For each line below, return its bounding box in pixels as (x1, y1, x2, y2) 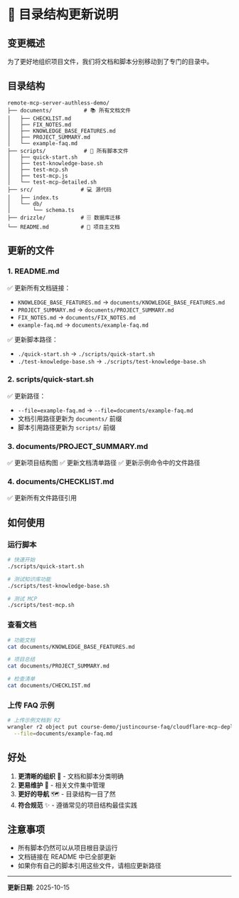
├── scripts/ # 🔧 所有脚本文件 (7, 147, 129, 154)
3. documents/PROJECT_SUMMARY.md (7, 441, 149, 451)
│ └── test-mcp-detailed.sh (7, 179, 97, 186)
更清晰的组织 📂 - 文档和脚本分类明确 (17, 771, 124, 780)
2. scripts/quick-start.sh (7, 374, 95, 384)
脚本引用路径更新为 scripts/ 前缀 (17, 423, 116, 431)
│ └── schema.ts (7, 206, 75, 213)
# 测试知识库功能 (7, 576, 51, 583)
